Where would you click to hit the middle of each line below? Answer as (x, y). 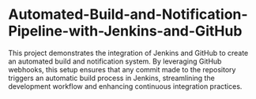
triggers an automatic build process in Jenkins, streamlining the (111, 78)
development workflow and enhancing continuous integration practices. (125, 86)
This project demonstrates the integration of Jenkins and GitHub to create (128, 53)
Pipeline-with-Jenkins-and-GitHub (125, 31)
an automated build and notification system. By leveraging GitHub (115, 61)
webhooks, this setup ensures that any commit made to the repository (122, 69)
